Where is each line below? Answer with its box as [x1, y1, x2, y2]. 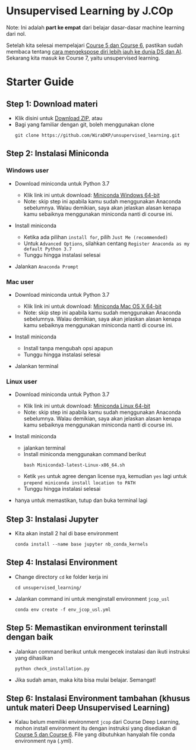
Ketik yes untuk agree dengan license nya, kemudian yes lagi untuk [23, 473, 187, 480]
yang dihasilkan [14, 654, 53, 661]
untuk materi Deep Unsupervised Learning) [6, 703, 170, 713]
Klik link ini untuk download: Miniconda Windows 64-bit [23, 192, 160, 199]
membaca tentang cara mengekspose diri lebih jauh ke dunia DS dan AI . [6, 48, 183, 55]
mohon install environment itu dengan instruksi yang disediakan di [14, 724, 177, 732]
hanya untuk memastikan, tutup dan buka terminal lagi [14, 497, 147, 504]
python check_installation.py [14, 666, 90, 671]
